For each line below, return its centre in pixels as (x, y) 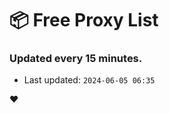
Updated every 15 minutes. (76, 59)
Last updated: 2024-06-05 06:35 (89, 80)
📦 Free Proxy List (84, 20)
